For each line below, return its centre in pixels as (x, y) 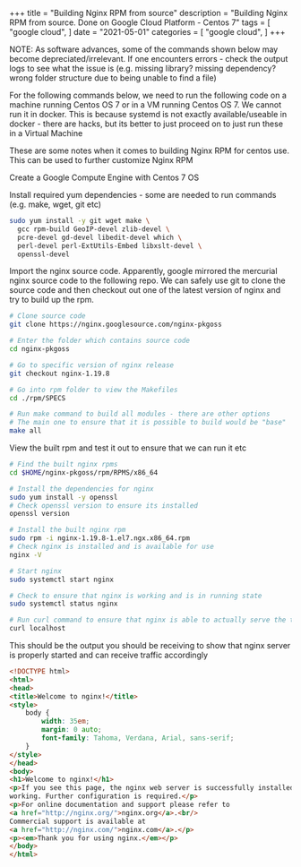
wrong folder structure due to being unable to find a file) (113, 78)
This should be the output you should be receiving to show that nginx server (150, 645)
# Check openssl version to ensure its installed (104, 505)
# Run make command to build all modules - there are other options (140, 414)
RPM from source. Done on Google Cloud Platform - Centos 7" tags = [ (140, 22)
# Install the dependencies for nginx (82, 489)
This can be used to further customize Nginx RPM (101, 160)
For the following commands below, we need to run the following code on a (148, 95)
